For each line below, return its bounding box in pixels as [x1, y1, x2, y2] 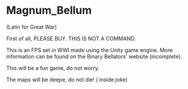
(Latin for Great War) [6, 23, 57, 30]
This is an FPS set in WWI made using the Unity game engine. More [6, 46, 173, 54]
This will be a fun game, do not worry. [6, 64, 100, 72]
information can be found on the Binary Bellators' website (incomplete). [6, 53, 183, 60]
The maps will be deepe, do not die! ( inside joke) [6, 76, 128, 83]
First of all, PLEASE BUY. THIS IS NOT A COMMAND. [6, 35, 136, 42]
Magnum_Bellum [6, 4, 92, 17]
